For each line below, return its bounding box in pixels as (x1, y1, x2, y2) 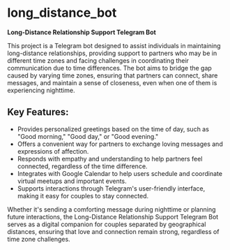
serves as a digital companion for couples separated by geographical (7, 220, 206, 228)
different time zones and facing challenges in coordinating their (7, 56, 190, 64)
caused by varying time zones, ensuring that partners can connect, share (7, 71, 218, 80)
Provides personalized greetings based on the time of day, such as (17, 124, 209, 133)
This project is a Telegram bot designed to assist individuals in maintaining (7, 41, 221, 50)
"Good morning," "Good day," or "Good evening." (17, 132, 159, 140)
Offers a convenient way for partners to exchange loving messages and (17, 140, 223, 148)
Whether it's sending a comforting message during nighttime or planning (7, 205, 216, 214)
